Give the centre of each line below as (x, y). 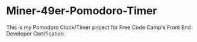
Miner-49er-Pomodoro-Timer (82, 11)
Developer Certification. (36, 33)
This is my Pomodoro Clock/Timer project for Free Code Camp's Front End (99, 27)
